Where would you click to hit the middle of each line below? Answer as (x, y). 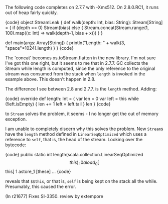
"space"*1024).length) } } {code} (39, 48)
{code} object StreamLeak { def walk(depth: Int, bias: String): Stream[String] (84, 22)
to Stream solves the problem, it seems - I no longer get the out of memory (82, 114)
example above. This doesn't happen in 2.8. (50, 79)
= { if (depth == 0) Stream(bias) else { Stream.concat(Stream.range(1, (77, 28)
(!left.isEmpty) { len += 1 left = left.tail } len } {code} (58, 104)
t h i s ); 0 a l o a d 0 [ (84, 163)
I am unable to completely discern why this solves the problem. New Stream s (84, 129)
